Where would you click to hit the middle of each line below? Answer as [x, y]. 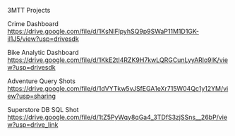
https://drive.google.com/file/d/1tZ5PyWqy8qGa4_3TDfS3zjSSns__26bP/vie [117, 117]
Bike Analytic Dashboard [43, 52]
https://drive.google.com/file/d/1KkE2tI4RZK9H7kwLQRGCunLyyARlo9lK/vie [117, 60]
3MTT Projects [29, 10]
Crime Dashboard [33, 24]
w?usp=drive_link [33, 125]
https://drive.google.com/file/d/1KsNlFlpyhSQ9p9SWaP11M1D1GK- [103, 31]
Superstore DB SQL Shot [43, 110]
